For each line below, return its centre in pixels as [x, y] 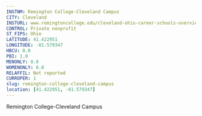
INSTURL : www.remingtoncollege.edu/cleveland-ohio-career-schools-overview [103, 23]
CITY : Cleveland [26, 17]
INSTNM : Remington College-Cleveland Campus [63, 12]
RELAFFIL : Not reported [36, 73]
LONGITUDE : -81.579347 [35, 45]
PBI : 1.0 [17, 56]
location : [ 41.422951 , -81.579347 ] [51, 90]
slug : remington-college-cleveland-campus [60, 84]
